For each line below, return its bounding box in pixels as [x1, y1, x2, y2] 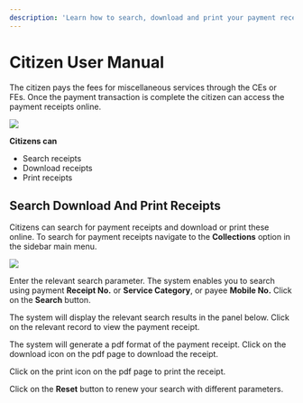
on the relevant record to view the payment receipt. [9, 322, 200, 333]
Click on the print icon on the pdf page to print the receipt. [9, 366, 226, 377]
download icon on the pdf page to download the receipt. [9, 349, 219, 360]
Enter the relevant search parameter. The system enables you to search [9, 276, 275, 287]
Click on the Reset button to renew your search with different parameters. [9, 384, 284, 395]
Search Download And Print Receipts [9, 197, 221, 213]
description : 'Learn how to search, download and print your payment [9, 13, 277, 23]
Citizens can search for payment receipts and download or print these [9, 222, 270, 233]
